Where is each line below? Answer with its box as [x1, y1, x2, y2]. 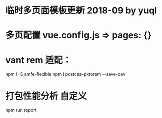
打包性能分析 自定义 [5, 90, 87, 102]
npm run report [5, 107, 37, 113]
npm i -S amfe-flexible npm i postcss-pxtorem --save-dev [5, 71, 126, 77]
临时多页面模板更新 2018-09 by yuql [5, 5, 157, 16]
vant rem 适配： [5, 54, 72, 66]
